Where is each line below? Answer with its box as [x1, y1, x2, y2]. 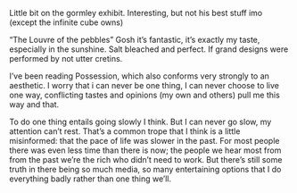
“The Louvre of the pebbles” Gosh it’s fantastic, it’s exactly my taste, [9, 35, 260, 45]
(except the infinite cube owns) [9, 17, 124, 28]
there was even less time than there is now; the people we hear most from [9, 145, 282, 155]
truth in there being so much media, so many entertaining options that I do [9, 164, 282, 174]
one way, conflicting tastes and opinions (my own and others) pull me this [9, 89, 281, 100]
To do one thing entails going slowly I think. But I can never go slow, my [9, 116, 272, 127]
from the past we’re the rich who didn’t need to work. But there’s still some [9, 155, 283, 164]
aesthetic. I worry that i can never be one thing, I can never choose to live [9, 80, 279, 90]
